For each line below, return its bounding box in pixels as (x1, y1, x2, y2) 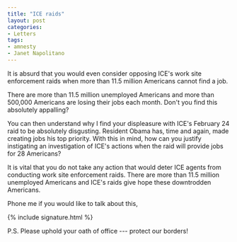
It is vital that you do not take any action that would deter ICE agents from (7, 163, 221, 171)
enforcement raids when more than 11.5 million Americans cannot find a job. (7, 76, 229, 85)
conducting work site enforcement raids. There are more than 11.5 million (7, 171, 220, 179)
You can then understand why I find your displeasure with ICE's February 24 (7, 119, 230, 127)
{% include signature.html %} (7, 213, 93, 221)
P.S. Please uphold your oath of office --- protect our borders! (7, 226, 189, 235)
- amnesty (7, 43, 37, 50)
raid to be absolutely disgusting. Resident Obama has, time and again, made (7, 127, 229, 135)
